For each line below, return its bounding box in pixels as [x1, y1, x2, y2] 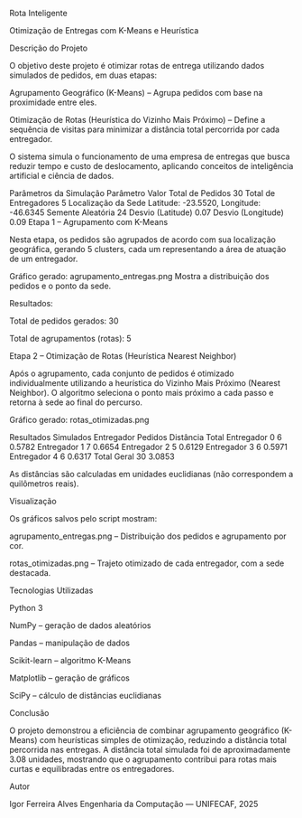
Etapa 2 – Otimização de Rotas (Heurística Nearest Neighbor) [9, 351, 237, 361]
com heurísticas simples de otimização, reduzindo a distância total [39, 735, 287, 745]
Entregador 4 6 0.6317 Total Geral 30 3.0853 [9, 451, 175, 462]
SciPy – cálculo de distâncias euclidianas [9, 691, 162, 700]
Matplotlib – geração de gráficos [9, 672, 131, 683]
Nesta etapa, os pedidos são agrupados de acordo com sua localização [9, 234, 277, 245]
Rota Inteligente [9, 8, 68, 18]
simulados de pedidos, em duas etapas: [9, 70, 158, 80]
